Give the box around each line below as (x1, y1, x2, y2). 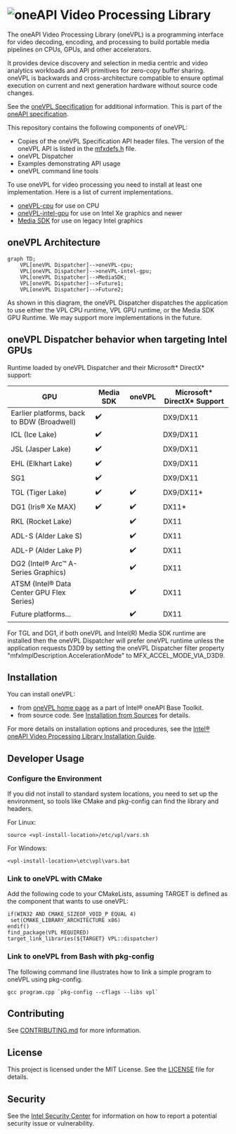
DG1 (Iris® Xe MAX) (11, 502, 77, 512)
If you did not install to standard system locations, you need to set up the (7, 790, 218, 798)
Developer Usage (7, 752, 84, 765)
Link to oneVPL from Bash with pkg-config (7, 951, 155, 961)
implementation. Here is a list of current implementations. (7, 187, 173, 196)
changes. (7, 88, 34, 97)
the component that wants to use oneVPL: (7, 897, 129, 906)
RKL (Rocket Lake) (11, 517, 72, 527)
